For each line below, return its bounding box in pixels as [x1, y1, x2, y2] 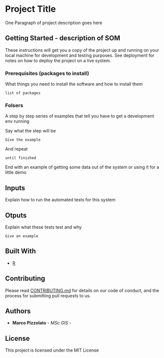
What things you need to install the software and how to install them [5, 81, 143, 87]
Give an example [5, 233, 38, 238]
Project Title [5, 3, 56, 15]
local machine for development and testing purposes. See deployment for [5, 52, 155, 58]
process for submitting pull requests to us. [5, 293, 91, 298]
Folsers [5, 102, 24, 109]
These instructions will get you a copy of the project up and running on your [5, 47, 159, 53]
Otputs [5, 211, 27, 220]
